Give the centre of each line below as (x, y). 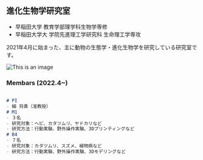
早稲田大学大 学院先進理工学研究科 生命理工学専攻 (78, 34)
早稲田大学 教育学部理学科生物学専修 (61, 27)
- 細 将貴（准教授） (29, 106)
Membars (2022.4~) (37, 83)
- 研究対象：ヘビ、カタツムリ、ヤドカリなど (54, 123)
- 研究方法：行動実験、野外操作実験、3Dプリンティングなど (71, 129)
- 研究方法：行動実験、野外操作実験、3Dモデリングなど (66, 151)
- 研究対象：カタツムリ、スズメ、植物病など (54, 146)
